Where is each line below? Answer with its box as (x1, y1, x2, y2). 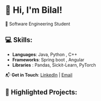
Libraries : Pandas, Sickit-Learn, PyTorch (12, 62, 96, 68)
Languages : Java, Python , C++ (12, 51, 77, 57)
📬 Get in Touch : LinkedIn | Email (5, 72, 73, 78)
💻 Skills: (5, 36, 33, 44)
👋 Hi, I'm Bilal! (5, 4, 63, 16)
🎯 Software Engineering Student (5, 21, 70, 27)
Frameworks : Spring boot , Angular (12, 56, 85, 62)
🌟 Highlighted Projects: (5, 88, 77, 97)
